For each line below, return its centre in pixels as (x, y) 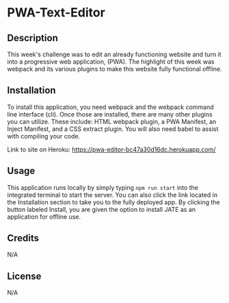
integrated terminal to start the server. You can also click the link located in (112, 195)
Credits (23, 238)
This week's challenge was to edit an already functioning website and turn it (114, 54)
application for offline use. (44, 217)
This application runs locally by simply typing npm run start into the (103, 187)
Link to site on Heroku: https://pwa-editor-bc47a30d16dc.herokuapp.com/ (111, 149)
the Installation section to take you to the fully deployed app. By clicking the (113, 202)
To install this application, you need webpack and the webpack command (110, 107)
